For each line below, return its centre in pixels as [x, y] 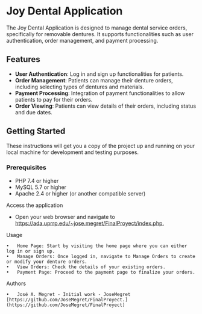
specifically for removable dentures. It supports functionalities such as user [100, 34]
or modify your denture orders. [47, 262]
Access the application [35, 205]
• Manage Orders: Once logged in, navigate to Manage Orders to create [101, 256]
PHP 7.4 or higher [37, 180]
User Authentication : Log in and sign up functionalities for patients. [99, 74]
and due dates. [33, 112]
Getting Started [36, 131]
